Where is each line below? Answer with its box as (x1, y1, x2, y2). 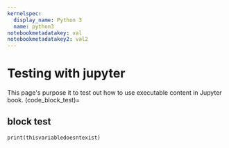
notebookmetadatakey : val (7, 29, 82, 37)
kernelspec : (7, 10, 42, 17)
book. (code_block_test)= (7, 96, 80, 104)
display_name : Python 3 (13, 17, 82, 24)
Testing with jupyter (7, 66, 126, 82)
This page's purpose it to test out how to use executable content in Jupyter (7, 89, 222, 97)
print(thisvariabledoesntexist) (7, 134, 101, 141)
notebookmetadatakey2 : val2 (7, 36, 89, 43)
